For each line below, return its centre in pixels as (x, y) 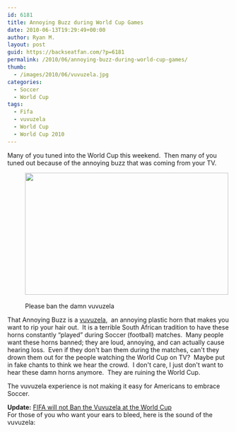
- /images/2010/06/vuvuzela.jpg (61, 74)
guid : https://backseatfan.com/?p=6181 (66, 52)
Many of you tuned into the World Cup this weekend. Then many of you (112, 155)
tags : (15, 105)
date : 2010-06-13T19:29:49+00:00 (57, 30)
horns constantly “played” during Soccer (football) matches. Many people (116, 334)
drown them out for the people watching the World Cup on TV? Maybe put (116, 357)
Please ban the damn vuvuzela (70, 306)
